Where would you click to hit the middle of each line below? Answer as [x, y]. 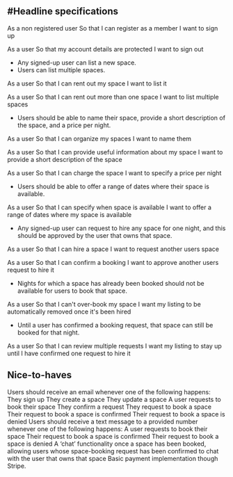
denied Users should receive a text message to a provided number [103, 421]
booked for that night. [48, 332]
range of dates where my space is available [70, 214]
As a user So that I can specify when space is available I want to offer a [110, 207]
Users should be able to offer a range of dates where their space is [113, 186]
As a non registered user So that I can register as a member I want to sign [113, 28]
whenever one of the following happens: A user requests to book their [107, 429]
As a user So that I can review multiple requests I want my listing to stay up [115, 346]
